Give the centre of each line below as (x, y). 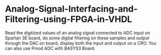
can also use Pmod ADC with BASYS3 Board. (50, 48)
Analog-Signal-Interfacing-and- (71, 9)
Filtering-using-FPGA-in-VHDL (69, 19)
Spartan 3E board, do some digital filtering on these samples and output (77, 38)
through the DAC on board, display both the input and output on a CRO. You (81, 43)
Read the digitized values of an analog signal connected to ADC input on (78, 33)
